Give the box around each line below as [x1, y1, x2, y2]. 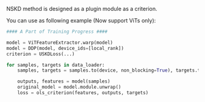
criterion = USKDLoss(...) [6, 51, 75, 57]
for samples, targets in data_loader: [6, 62, 105, 68]
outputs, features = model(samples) [17, 78, 111, 84]
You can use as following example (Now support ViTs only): [6, 17, 156, 24]
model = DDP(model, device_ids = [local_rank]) [6, 45, 124, 51]
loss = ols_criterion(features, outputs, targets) [17, 90, 149, 96]
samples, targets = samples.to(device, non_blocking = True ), [17, 67, 173, 73]
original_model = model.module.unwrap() [17, 84, 121, 90]
